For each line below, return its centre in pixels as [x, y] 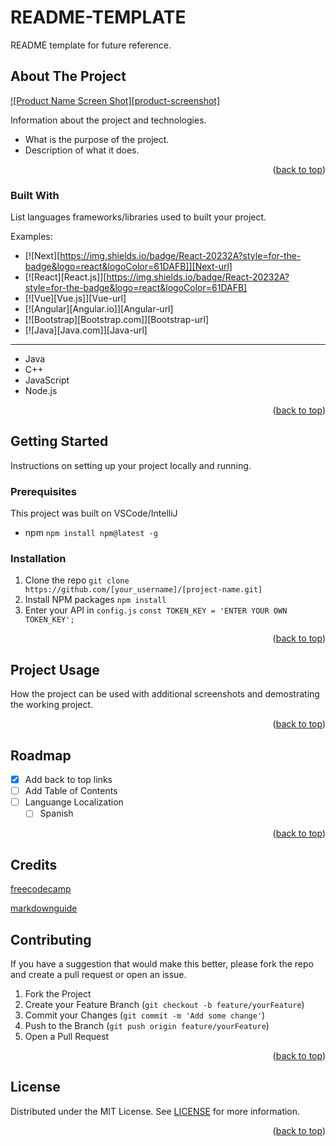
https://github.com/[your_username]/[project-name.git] [143, 590]
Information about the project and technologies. [108, 120]
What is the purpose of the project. [97, 139]
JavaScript [47, 380]
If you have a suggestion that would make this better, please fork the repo [162, 963]
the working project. [52, 705]
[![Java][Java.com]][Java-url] [86, 330]
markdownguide [44, 908]
